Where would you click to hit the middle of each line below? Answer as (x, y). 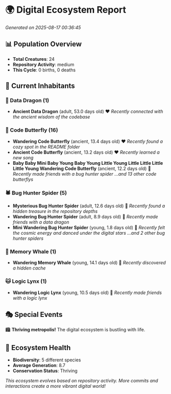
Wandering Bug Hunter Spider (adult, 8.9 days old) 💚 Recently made (85, 217)
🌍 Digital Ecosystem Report (66, 10)
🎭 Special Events (34, 315)
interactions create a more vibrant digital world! (55, 386)
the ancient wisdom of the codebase (51, 117)
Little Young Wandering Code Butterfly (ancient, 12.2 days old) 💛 (82, 168)
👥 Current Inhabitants (40, 86)
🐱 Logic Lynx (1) (26, 281)
